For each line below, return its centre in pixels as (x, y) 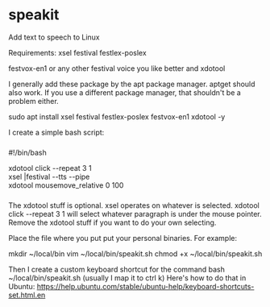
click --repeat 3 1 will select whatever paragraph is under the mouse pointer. (135, 214)
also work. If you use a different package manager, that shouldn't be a (125, 92)
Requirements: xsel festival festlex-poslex (77, 52)
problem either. (33, 101)
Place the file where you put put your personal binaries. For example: (123, 238)
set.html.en (27, 295)
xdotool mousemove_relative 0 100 (66, 185)
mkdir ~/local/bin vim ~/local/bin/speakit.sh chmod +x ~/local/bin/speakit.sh (135, 253)
